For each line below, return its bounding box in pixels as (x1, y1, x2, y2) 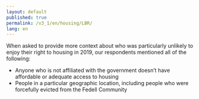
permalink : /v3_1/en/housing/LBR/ (6, 20, 93, 26)
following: (6, 55, 31, 62)
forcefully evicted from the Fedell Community (14, 86, 127, 94)
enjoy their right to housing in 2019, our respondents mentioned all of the (6, 49, 187, 56)
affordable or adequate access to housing (14, 73, 119, 80)
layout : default (6, 8, 47, 15)
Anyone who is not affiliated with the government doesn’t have (14, 67, 170, 74)
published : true (6, 14, 47, 21)
